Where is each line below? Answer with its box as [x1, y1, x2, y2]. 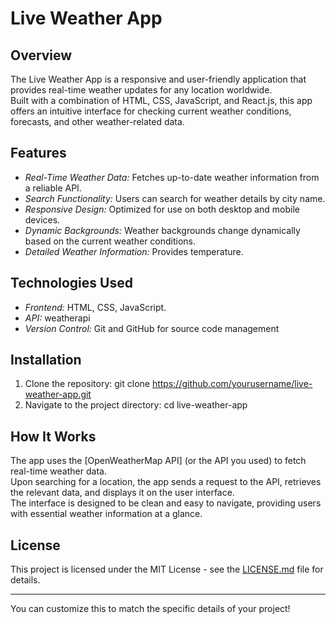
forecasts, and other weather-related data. [10, 116, 185, 127]
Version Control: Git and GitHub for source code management [24, 322, 280, 334]
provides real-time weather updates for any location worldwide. [10, 84, 273, 96]
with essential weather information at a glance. [10, 508, 203, 520]
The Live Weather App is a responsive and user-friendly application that [10, 73, 307, 85]
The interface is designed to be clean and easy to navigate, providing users [10, 497, 322, 509]
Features [10, 145, 67, 162]
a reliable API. [24, 182, 82, 194]
